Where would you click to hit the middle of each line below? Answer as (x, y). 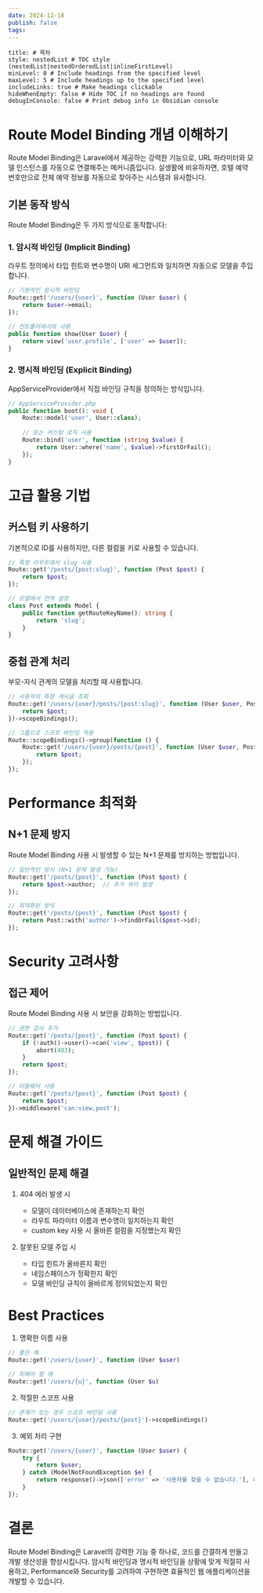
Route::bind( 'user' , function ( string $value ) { (103, 440)
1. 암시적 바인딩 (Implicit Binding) (69, 247)
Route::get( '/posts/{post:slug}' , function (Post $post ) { (106, 570)
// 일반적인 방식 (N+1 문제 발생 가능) (63, 870)
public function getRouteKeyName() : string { (98, 613)
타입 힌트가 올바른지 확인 (69, 1263)
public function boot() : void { (61, 411)
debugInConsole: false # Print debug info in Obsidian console (113, 101)
